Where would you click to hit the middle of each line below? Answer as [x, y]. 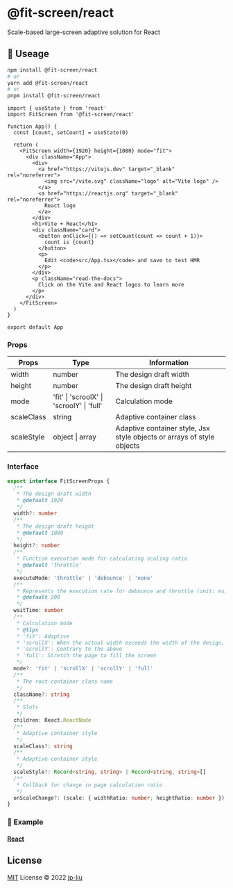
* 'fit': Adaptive [43, 636]
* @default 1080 [40, 533]
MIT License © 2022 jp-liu [45, 877]
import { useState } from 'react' [57, 108]
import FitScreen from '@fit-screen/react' [71, 115]
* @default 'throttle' [49, 565]
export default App [35, 328]
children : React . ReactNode [52, 720]
